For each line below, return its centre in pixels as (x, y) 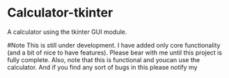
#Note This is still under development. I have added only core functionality (114, 45)
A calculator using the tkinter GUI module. (67, 32)
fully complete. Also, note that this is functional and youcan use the (104, 59)
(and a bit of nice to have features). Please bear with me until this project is (115, 52)
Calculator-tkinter (60, 13)
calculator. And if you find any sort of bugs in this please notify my (102, 67)
